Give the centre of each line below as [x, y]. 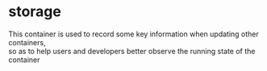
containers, [27, 42]
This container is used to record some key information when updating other [134, 34]
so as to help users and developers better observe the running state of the [132, 51]
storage [35, 12]
